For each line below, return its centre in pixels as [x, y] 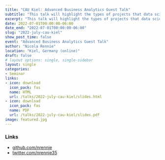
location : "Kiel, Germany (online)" [42, 51]
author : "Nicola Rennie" [30, 46]
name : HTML [21, 92]
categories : [17, 69]
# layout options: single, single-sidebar [49, 60]
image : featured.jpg [26, 119]
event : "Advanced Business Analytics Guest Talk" [57, 42]
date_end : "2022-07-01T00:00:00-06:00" [46, 28]
